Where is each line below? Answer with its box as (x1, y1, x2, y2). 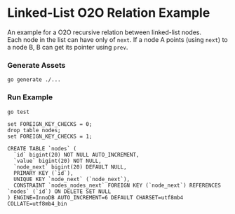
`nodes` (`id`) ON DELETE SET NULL (7, 187, 112, 195)
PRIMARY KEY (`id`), (13, 169, 74, 176)
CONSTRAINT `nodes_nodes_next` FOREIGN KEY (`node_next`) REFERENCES (13, 182, 221, 189)
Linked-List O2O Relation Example (7, 5, 210, 21)
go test (7, 108, 30, 115)
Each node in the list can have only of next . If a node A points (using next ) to (7, 35, 228, 43)
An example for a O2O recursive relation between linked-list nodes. (7, 28, 202, 36)
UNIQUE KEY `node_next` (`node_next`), (13, 176, 130, 183)
